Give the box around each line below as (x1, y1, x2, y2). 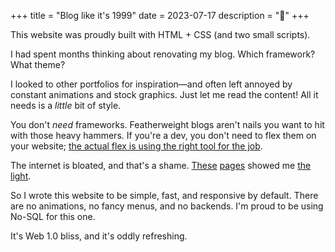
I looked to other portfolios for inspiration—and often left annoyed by (10, 78, 293, 90)
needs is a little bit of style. (10, 100, 122, 111)
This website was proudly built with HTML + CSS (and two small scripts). (10, 29, 311, 40)
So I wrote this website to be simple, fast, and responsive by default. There (10, 190, 319, 201)
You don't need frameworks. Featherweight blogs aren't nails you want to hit (10, 119, 325, 130)
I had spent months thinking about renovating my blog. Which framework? (10, 48, 316, 60)
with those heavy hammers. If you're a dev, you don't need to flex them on (10, 130, 317, 141)
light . (10, 170, 32, 182)
